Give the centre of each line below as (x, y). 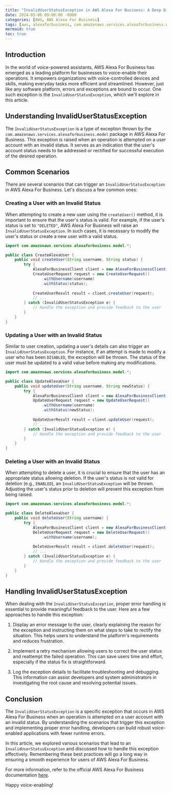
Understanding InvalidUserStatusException (76, 116)
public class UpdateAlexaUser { (40, 381)
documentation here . (27, 775)
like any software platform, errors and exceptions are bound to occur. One (83, 89)
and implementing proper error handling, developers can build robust (78, 728)
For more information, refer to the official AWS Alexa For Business (75, 770)
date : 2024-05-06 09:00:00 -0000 (41, 15)
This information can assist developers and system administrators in (85, 677)
